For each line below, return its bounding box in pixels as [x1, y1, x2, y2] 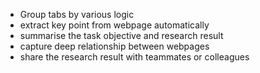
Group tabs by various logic [19, 9, 135, 20]
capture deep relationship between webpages [19, 40, 210, 52]
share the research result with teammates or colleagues [19, 51, 250, 63]
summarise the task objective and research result [19, 30, 224, 41]
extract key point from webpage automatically [19, 19, 210, 31]
